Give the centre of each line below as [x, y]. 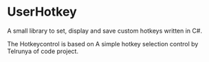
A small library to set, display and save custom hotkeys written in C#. [105, 31]
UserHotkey [42, 12]
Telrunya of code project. [43, 51]
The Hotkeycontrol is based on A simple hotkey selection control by [103, 44]
